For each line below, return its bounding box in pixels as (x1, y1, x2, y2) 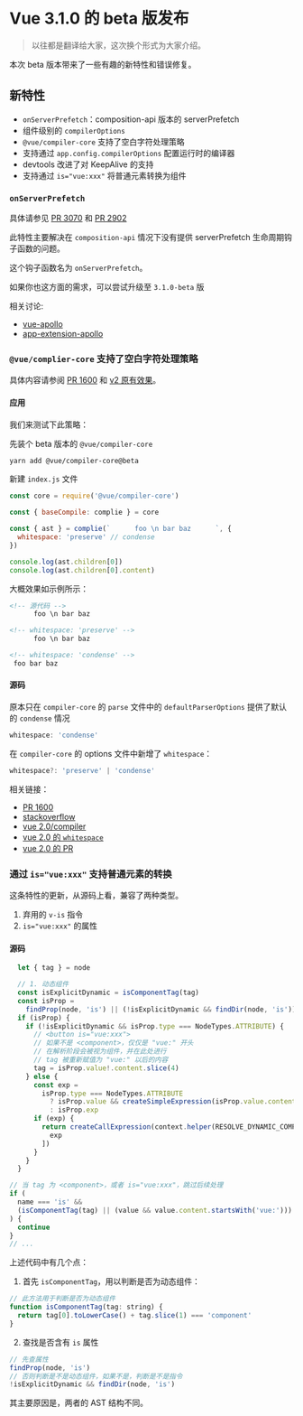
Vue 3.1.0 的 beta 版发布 (9, 8, 189, 29)
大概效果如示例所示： (9, 583, 88, 594)
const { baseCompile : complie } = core (9, 508, 160, 517)
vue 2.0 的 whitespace (22, 832, 104, 843)
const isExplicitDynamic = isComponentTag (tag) (17, 988, 200, 997)
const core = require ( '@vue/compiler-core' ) (9, 491, 179, 501)
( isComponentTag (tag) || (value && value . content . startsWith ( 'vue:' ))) (17, 1206, 293, 1215)
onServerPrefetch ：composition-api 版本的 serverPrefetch (22, 114, 240, 125)
